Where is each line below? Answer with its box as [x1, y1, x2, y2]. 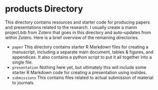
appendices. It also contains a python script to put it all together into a [12, 54, 152, 60]
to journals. [12, 79, 35, 85]
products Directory [5, 3, 83, 14]
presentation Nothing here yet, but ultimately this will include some [12, 64, 147, 70]
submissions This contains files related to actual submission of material [12, 75, 154, 80]
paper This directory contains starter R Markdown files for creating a [12, 44, 149, 50]
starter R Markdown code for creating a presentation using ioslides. [12, 69, 147, 75]
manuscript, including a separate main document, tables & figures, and [12, 49, 154, 55]
